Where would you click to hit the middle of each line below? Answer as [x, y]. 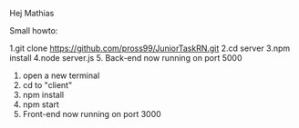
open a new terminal [61, 75]
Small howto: [34, 30]
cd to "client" [47, 85]
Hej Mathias [32, 13]
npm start [41, 104]
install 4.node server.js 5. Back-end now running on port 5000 [126, 58]
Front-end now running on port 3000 [92, 114]
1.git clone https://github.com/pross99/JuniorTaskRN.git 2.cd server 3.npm [150, 48]
